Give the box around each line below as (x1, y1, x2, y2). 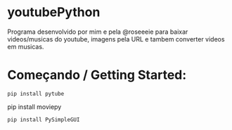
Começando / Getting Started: (7, 67, 187, 83)
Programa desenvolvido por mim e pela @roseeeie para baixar (7, 27, 188, 36)
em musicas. (7, 42, 44, 51)
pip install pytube (7, 90, 65, 97)
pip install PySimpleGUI (7, 116, 80, 123)
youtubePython (7, 4, 101, 20)
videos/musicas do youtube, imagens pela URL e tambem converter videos (7, 34, 225, 43)
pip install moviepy (7, 103, 62, 111)
